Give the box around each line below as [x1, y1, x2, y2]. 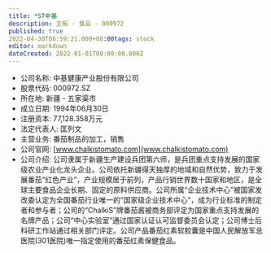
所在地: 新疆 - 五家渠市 [20, 94, 97, 103]
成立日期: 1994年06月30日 [20, 103, 109, 113]
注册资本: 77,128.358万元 [20, 114, 103, 123]
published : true [8, 27, 63, 35]
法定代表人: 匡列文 [20, 124, 82, 133]
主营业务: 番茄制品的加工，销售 [20, 134, 125, 143]
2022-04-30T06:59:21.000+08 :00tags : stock [8, 34, 155, 43]
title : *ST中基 [8, 11, 58, 20]
